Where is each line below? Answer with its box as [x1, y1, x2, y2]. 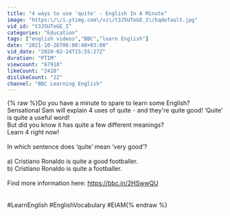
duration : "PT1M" [7, 55, 57, 62]
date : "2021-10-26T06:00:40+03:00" [7, 42, 109, 49]
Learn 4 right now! [7, 128, 60, 136]
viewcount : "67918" [7, 61, 63, 68]
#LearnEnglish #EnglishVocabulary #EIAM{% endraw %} [7, 201, 168, 209]
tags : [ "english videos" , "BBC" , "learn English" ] [7, 36, 149, 43]
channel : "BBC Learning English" [7, 80, 103, 87]
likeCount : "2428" [7, 67, 60, 74]
